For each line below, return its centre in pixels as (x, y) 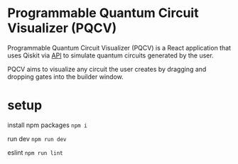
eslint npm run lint (36, 152)
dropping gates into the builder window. (65, 77)
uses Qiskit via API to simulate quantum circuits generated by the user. (111, 55)
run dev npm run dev (37, 138)
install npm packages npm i (47, 125)
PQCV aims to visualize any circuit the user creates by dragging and (107, 69)
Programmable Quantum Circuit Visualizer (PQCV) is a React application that (119, 48)
